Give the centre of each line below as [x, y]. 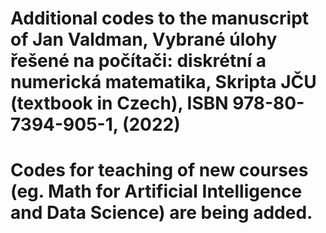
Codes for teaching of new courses [159, 170]
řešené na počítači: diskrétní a [138, 61]
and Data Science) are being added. [161, 213]
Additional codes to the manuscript [160, 18]
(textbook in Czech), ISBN [119, 103]
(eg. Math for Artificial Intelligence [156, 191]
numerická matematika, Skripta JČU [163, 82]
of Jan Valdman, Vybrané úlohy [144, 39]
